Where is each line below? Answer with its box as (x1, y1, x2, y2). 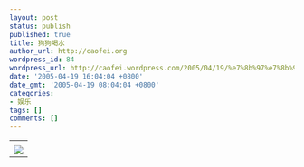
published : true (9, 30, 71, 39)
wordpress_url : (9, 64, 67, 73)
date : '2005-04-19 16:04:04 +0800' (9, 72, 144, 81)
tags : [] (9, 106, 43, 115)
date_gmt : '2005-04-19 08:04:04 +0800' (9, 80, 160, 89)
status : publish (9, 22, 71, 31)
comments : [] (9, 114, 59, 123)
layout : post (9, 13, 59, 23)
